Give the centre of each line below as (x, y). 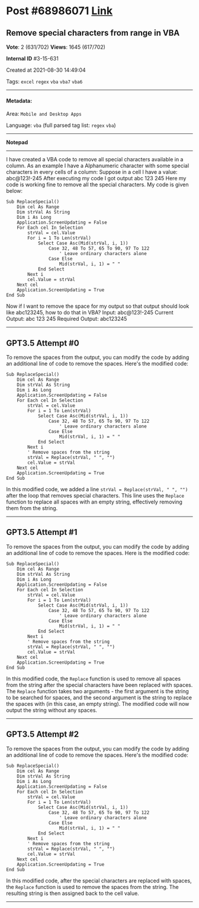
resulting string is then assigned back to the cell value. (73, 893)
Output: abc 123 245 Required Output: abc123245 (67, 319)
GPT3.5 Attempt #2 (42, 735)
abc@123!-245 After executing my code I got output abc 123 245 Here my (96, 179)
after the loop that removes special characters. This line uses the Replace (95, 496)
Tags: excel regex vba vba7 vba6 (44, 82)
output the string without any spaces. (52, 710)
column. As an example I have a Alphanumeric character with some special (98, 166)
